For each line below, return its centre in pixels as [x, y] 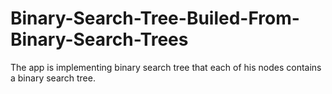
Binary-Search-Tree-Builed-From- [155, 18]
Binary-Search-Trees [99, 39]
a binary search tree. [53, 78]
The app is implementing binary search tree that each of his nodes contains [166, 67]
